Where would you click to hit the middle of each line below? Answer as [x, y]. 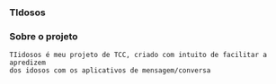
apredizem [28, 63]
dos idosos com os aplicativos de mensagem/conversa [110, 71]
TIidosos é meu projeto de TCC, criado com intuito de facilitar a [138, 55]
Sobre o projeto [44, 36]
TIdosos [28, 13]
